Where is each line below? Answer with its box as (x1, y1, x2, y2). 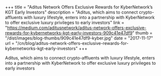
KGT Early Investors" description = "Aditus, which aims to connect (5, 9, 138, 15)
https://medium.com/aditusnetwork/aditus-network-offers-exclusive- (7, 25, 147, 31)
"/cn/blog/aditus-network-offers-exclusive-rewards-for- (15, 40, 129, 46)
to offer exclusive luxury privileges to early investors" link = (5, 19, 124, 25)
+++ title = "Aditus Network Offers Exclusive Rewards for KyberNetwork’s (5, 4, 153, 10)
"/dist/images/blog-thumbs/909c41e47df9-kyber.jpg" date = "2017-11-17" (5, 35, 153, 41)
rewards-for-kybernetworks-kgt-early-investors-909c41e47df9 (5, 30, 133, 36)
